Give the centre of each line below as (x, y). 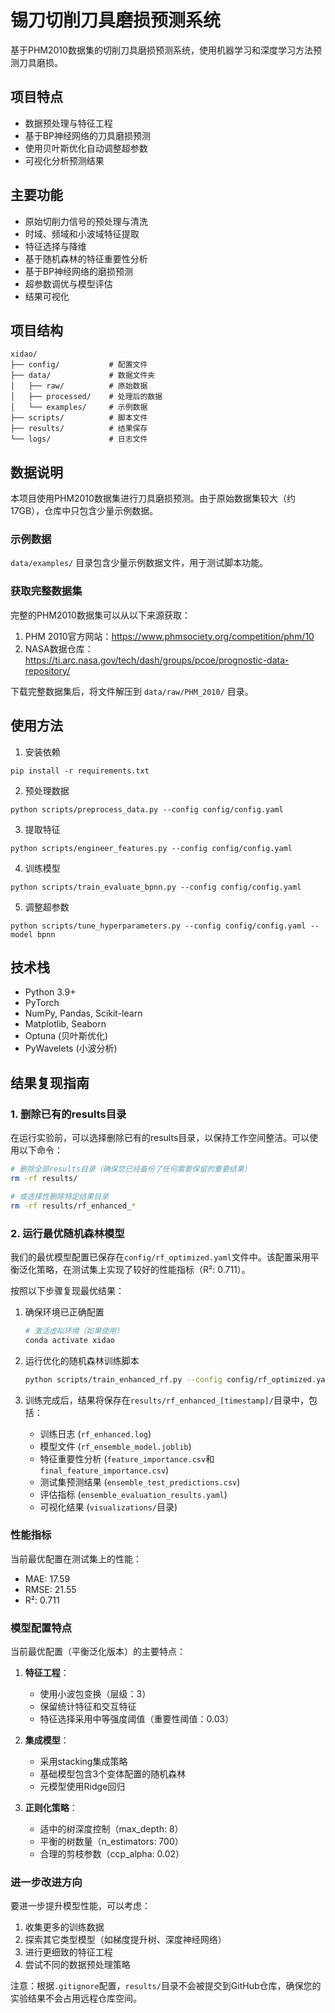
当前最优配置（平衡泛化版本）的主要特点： (98, 1652)
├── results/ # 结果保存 (79, 429)
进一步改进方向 (46, 1883)
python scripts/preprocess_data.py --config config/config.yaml (147, 809)
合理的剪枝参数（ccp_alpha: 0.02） (112, 1854)
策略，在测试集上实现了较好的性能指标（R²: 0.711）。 (143, 1269)
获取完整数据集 (46, 591)
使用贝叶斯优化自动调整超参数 (86, 148)
